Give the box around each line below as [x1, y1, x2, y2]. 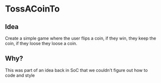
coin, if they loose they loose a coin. [5, 41, 77, 46]
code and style [5, 72, 35, 78]
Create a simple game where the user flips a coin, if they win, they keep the [5, 35, 157, 41]
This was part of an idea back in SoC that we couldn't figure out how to [5, 67, 148, 73]
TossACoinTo [5, 3, 60, 14]
